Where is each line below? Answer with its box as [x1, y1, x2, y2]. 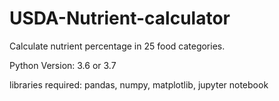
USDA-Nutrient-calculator [9, 7, 231, 30]
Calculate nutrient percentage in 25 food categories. [9, 40, 226, 52]
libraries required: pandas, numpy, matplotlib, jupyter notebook [9, 78, 269, 91]
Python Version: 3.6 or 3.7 [9, 59, 117, 71]
